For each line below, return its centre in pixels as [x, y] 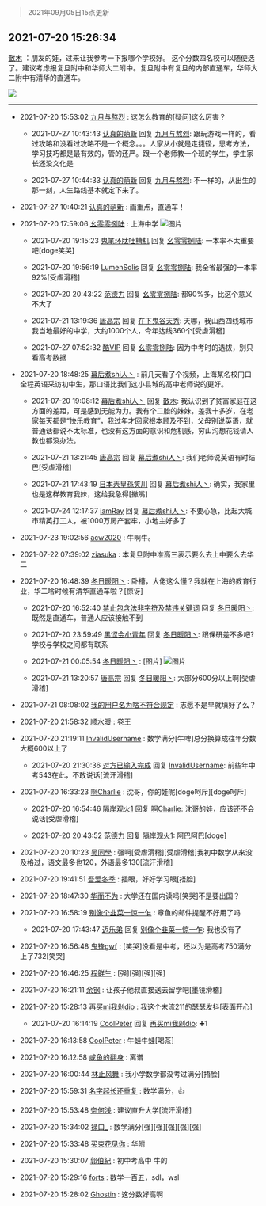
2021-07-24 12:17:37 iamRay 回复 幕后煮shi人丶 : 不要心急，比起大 [138, 511]
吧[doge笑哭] [53, 250]
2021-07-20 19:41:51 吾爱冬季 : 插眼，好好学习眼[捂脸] [108, 879]
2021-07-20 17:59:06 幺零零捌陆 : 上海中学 [89, 223]
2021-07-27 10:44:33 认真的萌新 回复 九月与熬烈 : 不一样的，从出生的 [144, 180]
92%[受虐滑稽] [56, 277]
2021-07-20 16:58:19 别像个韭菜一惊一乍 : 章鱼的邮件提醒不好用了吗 [130, 912]
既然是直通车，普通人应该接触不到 [87, 618]
